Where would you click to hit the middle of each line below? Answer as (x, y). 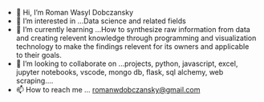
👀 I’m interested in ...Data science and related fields (101, 21)
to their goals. (39, 55)
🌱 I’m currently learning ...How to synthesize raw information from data (133, 29)
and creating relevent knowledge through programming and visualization (136, 38)
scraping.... (35, 81)
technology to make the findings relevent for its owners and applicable (132, 47)
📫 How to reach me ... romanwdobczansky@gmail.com (108, 90)
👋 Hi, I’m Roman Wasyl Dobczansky (75, 12)
